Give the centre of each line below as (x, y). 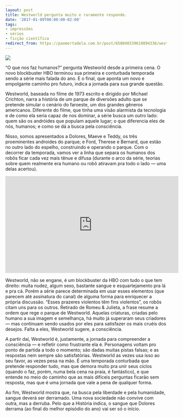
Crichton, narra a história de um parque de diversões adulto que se (76, 99)
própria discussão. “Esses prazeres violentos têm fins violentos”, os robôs (84, 302)
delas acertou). (21, 169)
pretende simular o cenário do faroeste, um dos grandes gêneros (74, 104)
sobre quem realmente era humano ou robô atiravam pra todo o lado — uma (86, 163)
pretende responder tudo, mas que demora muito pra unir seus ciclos (79, 366)
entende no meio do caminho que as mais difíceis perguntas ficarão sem (82, 377)
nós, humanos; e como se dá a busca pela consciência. (64, 126)
